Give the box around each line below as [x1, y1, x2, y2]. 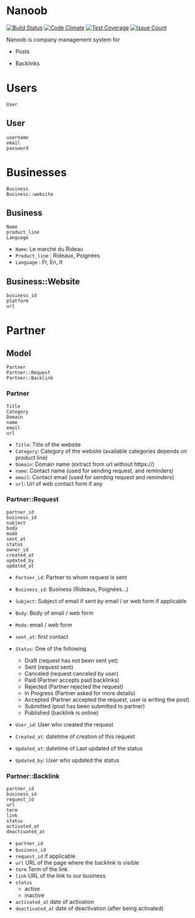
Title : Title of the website [15, 441, 81, 448]
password [6, 145, 29, 151]
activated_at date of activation [15, 898, 94, 906]
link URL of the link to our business [15, 872, 106, 879]
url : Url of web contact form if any [15, 480, 103, 487]
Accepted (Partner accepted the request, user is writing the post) [24, 696, 190, 703]
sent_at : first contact [15, 633, 69, 640]
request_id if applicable [15, 852, 75, 860]
